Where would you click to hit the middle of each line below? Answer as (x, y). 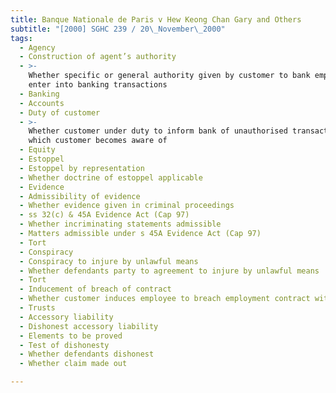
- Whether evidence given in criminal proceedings (127, 206)
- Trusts (37, 308)
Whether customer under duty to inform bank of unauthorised (158, 131)
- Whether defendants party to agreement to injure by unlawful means (169, 271)
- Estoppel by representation (82, 168)
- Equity (37, 150)
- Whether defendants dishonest (87, 354)
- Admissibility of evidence (80, 196)
